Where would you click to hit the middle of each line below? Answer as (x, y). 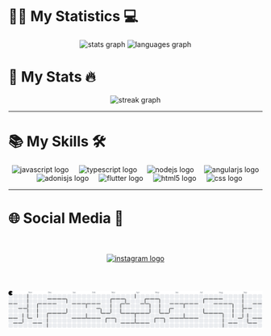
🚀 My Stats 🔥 (52, 77)
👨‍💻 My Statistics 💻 (73, 17)
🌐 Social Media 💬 (66, 218)
